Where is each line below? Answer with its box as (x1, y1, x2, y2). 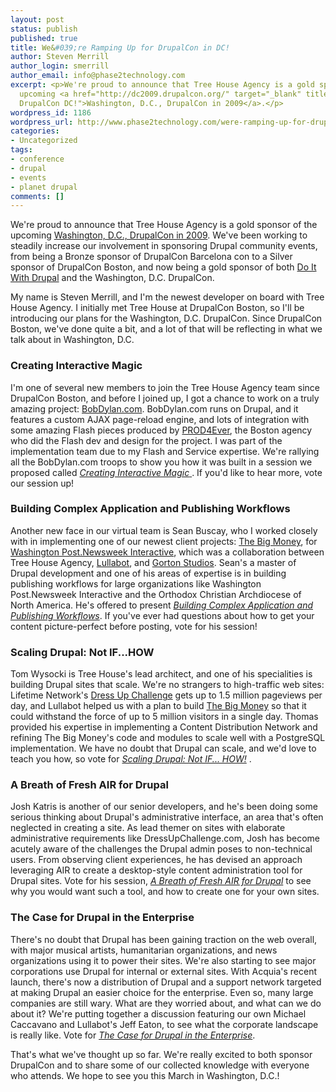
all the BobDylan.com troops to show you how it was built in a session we (10, 456, 313, 468)
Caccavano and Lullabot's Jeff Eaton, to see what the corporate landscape (10, 1018, 319, 1030)
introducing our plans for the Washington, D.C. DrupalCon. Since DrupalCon (10, 312, 323, 325)
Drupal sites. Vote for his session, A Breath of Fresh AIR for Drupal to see (10, 875, 312, 887)
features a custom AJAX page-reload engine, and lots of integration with (10, 413, 310, 425)
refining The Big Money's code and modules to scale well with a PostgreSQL (10, 732, 326, 744)
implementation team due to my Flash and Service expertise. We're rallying (10, 445, 320, 457)
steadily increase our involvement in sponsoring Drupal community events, (10, 240, 318, 252)
